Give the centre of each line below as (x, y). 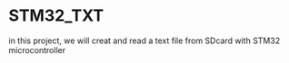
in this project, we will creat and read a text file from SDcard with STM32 (144, 40)
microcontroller (37, 49)
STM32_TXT (56, 16)
